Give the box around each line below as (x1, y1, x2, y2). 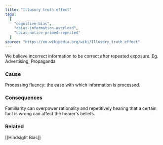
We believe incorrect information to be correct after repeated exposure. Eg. (5, 53, 159, 59)
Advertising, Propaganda (5, 58, 56, 64)
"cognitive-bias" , (14, 21, 52, 26)
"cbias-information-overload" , (14, 26, 79, 31)
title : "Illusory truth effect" (5, 7, 72, 12)
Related (5, 123, 24, 130)
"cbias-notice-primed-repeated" (14, 30, 81, 35)
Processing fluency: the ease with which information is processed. (5, 82, 141, 88)
